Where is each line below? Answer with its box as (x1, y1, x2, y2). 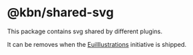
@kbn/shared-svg (7, 5, 114, 20)
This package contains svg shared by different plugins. (7, 27, 163, 35)
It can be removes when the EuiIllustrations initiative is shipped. (7, 40, 187, 48)
